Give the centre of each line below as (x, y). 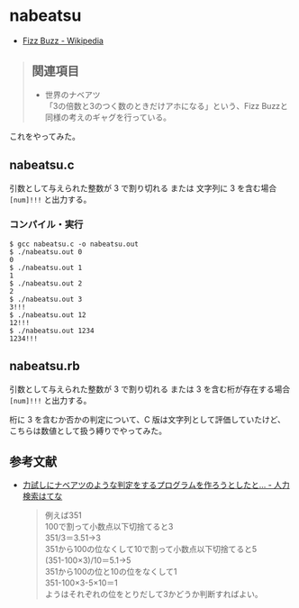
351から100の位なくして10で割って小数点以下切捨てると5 (151, 549)
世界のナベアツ (72, 95)
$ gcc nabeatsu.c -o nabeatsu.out (74, 244)
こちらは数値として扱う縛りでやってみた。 (88, 431)
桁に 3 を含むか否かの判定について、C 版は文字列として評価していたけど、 (148, 419)
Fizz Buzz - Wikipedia (63, 41)
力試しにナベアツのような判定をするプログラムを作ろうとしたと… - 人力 (156, 485)
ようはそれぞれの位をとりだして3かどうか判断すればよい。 (154, 594)
